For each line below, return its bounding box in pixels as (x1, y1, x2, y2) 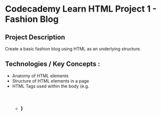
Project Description (5, 33, 65, 41)
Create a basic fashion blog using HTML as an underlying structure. (5, 46, 141, 51)
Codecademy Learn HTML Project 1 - (5, 3, 157, 15)
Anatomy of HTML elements (12, 73, 69, 79)
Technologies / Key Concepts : (5, 60, 101, 68)
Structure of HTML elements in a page (12, 78, 89, 83)
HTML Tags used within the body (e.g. (12, 83, 89, 89)
